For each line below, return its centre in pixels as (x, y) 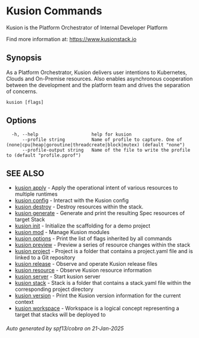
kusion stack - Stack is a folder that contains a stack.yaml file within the (103, 283)
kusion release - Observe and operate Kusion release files (86, 264)
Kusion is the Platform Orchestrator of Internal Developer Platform (87, 27)
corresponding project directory (54, 289)
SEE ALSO (25, 173)
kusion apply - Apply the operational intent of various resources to (96, 188)
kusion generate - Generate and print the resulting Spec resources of (100, 213)
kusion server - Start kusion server (57, 276)
